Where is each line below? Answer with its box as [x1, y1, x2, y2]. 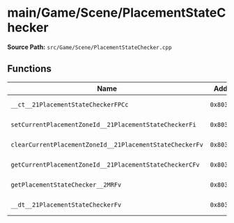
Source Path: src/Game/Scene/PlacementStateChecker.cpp [7, 43, 172, 51]
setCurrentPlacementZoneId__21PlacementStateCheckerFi [10, 121, 196, 128]
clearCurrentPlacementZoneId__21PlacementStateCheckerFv [10, 141, 203, 148]
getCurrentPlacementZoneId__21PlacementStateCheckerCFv [10, 160, 200, 169]
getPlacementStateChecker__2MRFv [10, 180, 122, 189]
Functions [7, 63, 52, 75]
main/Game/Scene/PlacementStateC [7, 5, 226, 21]
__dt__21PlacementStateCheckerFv [10, 201, 122, 208]
